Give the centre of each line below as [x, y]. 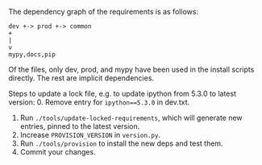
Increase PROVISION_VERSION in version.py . [90, 135]
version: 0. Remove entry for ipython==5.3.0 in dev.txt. [99, 102]
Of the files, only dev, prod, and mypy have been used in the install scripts [131, 69]
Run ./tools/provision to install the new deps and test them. [121, 143]
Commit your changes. [58, 152]
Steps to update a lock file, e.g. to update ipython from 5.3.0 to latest [122, 93]
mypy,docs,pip [32, 55]
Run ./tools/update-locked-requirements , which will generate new [131, 118]
